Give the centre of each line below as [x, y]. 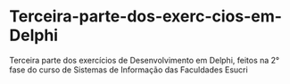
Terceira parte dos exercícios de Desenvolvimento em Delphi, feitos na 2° [144, 60]
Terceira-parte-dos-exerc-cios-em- [146, 17]
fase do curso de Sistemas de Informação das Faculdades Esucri [128, 70]
